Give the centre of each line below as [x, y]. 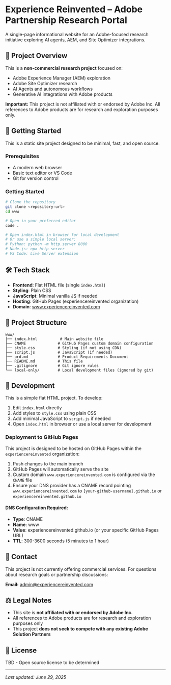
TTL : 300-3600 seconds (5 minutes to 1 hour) [61, 541]
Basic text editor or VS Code [42, 173]
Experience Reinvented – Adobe [74, 9]
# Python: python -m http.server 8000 [46, 244]
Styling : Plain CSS [32, 290]
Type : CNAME [28, 519]
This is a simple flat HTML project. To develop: [54, 398]
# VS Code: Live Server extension [42, 254]
